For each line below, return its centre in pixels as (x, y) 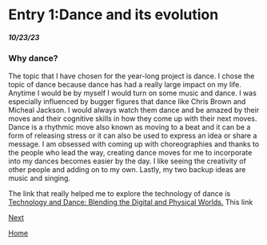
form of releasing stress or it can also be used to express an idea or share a (133, 135)
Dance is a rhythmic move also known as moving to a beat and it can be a (130, 127)
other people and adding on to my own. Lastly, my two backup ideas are (127, 169)
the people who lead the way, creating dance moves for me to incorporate (130, 152)
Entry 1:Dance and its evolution (114, 15)
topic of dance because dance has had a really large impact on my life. (125, 84)
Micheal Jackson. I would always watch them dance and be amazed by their (134, 110)
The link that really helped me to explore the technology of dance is (120, 193)
